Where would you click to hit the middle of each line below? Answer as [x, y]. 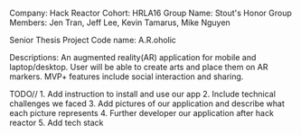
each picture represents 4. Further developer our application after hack [141, 113]
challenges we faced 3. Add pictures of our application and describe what [147, 103]
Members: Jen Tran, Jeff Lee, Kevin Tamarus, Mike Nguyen [120, 22]
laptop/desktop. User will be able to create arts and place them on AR [139, 67]
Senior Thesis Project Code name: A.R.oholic [93, 40]
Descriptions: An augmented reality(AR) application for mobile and [133, 57]
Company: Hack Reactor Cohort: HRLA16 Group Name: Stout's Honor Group [150, 13]
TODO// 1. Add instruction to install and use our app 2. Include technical [142, 94]
